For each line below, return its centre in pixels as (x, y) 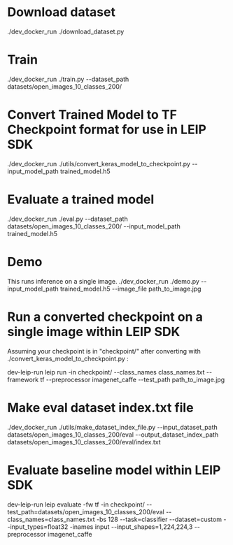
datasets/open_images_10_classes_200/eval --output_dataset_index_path (113, 435)
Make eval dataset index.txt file (100, 408)
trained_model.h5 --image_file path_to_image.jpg (130, 289)
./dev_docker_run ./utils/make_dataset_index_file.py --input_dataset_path (113, 427)
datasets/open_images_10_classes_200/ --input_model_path (94, 226)
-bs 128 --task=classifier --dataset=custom (159, 519)
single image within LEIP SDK (94, 332)
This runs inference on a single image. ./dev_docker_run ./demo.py (103, 281)
